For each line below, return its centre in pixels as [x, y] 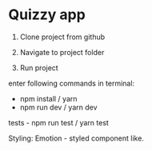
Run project [39, 68]
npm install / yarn [48, 98]
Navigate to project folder [62, 52]
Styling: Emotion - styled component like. [76, 138]
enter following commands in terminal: [71, 83]
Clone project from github [62, 37]
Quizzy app [47, 15]
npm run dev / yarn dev [58, 107]
